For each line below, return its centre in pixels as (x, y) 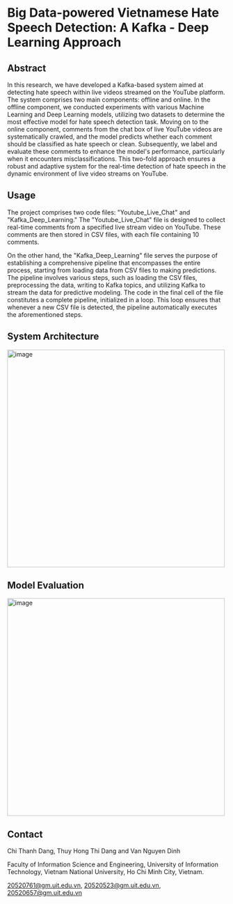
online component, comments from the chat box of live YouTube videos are (115, 129)
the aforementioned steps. (45, 314)
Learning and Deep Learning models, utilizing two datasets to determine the (116, 114)
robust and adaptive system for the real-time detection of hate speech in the (116, 166)
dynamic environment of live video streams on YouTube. (88, 173)
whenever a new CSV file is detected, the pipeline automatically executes (112, 307)
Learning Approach (64, 42)
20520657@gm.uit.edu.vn (45, 893)
